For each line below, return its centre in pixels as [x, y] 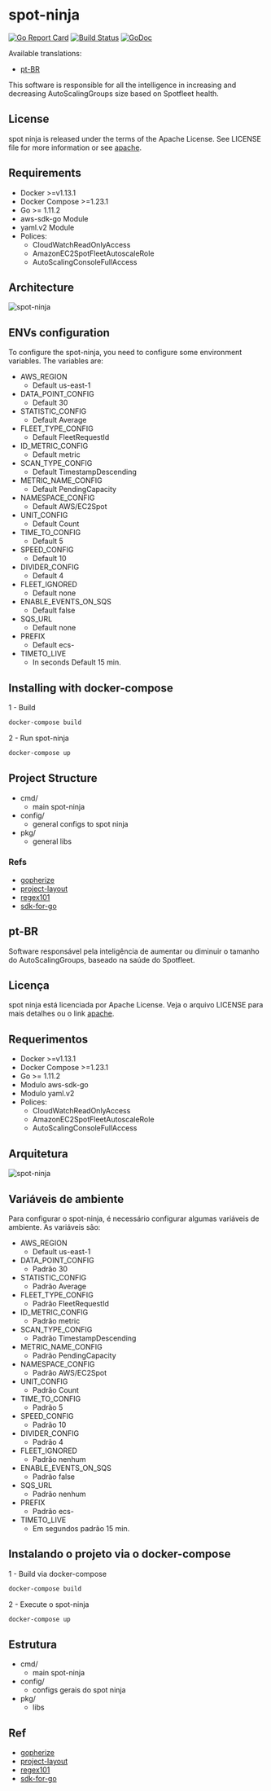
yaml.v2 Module [47, 227]
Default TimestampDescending [84, 472]
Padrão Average [59, 1286]
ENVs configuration [59, 333]
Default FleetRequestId [71, 437]
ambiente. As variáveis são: [55, 1227]
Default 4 [48, 576]
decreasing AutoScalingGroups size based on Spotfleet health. [114, 93]
